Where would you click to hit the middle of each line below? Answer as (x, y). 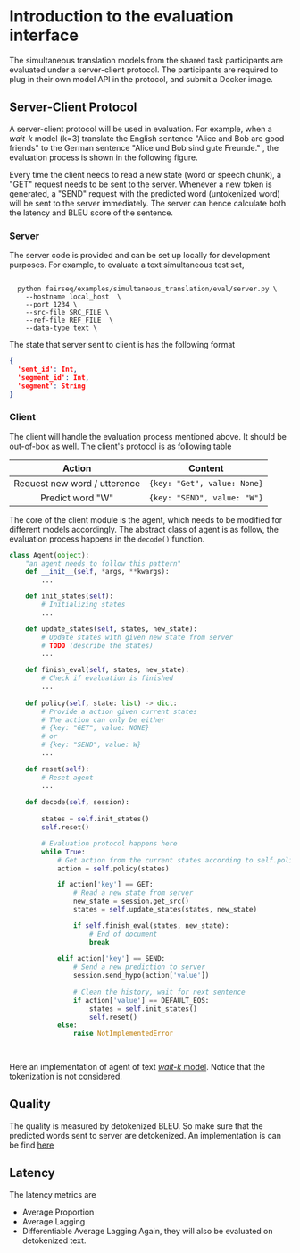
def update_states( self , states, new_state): (112, 629)
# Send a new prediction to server (139, 967)
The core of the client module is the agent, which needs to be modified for (146, 519)
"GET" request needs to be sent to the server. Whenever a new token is (141, 184)
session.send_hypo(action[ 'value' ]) (141, 976)
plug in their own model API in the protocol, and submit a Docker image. (142, 79)
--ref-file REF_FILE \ (70, 320)
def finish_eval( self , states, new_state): (108, 670)
